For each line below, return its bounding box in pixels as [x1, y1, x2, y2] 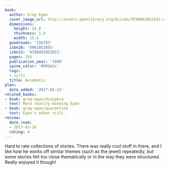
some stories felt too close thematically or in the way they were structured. [5, 154, 160, 160]
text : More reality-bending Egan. [9, 101, 82, 106]
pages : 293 [9, 54, 32, 60]
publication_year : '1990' [9, 59, 64, 64]
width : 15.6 [14, 36, 39, 41]
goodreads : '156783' [9, 40, 52, 45]
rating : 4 [9, 129, 30, 134]
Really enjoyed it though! [5, 159, 57, 165]
